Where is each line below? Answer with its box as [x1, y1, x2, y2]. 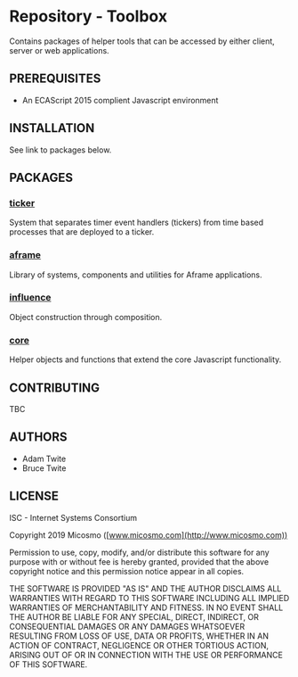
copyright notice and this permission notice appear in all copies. [9, 566, 245, 576]
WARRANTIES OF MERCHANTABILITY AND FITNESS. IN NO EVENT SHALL [9, 602, 284, 613]
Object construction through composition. [9, 311, 163, 322]
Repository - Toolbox [9, 6, 167, 27]
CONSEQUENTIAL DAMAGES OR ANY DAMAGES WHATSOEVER [9, 621, 246, 632]
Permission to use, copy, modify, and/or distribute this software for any [9, 547, 270, 557]
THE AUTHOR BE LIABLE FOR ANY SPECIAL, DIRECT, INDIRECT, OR [9, 611, 260, 622]
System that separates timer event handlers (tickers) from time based [9, 217, 264, 228]
